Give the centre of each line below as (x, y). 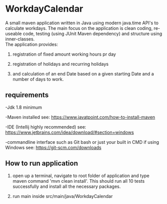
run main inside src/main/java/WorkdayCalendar (63, 196)
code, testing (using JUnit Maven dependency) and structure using (92, 33)
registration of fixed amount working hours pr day (64, 54)
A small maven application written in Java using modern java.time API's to (82, 23)
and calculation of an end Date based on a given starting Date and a (83, 73)
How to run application (42, 163)
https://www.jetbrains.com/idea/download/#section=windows (70, 132)
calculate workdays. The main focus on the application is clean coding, (79, 28)
